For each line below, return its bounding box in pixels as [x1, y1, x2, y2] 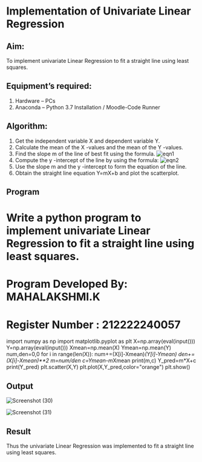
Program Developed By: [6, 277, 128, 291]
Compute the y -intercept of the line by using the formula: [15, 156, 159, 164]
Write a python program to [6, 211, 142, 225]
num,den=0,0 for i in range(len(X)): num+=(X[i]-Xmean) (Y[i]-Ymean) [6, 351, 177, 358]
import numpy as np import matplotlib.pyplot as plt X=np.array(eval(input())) [6, 337, 195, 345]
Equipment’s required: [6, 81, 92, 91]
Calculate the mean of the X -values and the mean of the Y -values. [15, 143, 183, 151]
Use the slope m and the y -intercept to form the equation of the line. [15, 163, 187, 170]
